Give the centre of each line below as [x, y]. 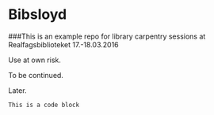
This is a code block [44, 105]
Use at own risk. [34, 60]
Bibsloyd [38, 15]
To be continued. [36, 75]
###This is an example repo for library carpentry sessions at [107, 36]
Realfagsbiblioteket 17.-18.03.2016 [63, 44]
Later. [17, 90]
